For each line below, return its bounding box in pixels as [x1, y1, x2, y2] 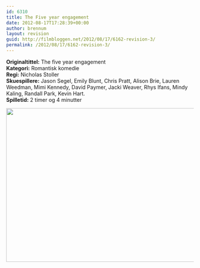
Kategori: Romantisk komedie [6, 64, 80, 71]
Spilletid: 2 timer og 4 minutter [6, 96, 82, 103]
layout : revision [6, 31, 49, 37]
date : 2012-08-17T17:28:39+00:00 [6, 20, 89, 26]
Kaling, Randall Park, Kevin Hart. [6, 90, 85, 97]
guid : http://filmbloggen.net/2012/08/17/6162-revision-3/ [6, 36, 156, 42]
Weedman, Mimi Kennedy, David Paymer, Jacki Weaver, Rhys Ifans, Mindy [6, 83, 188, 91]
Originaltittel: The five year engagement [6, 58, 106, 66]
